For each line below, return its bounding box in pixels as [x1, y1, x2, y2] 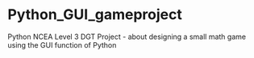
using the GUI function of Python [7, 40, 117, 49]
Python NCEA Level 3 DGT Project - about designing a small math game [7, 32, 247, 41]
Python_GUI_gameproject [7, 6, 182, 24]
